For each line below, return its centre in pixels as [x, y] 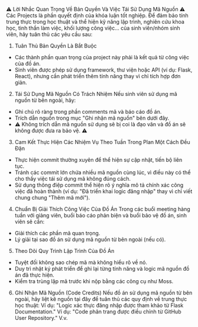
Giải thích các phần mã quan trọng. [57, 233]
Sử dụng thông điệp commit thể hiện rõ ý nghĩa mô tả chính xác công [99, 185]
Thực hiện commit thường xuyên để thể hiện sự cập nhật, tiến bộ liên [98, 160]
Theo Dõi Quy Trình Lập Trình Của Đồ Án [64, 251]
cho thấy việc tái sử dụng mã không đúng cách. [73, 179]
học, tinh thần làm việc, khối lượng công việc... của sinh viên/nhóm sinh [93, 28]
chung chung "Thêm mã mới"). [52, 198]
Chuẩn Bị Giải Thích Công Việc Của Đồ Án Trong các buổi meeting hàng [102, 209]
